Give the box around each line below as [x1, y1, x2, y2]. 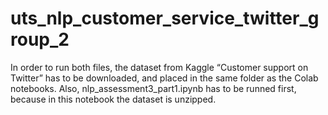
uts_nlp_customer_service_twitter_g [10, 7, 320, 30]
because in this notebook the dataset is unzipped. [10, 93, 217, 105]
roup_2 [10, 28, 70, 51]
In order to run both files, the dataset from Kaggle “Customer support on [10, 61, 309, 73]
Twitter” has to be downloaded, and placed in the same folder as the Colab [10, 72, 319, 84]
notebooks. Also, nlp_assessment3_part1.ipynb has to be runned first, [10, 82, 297, 94]
